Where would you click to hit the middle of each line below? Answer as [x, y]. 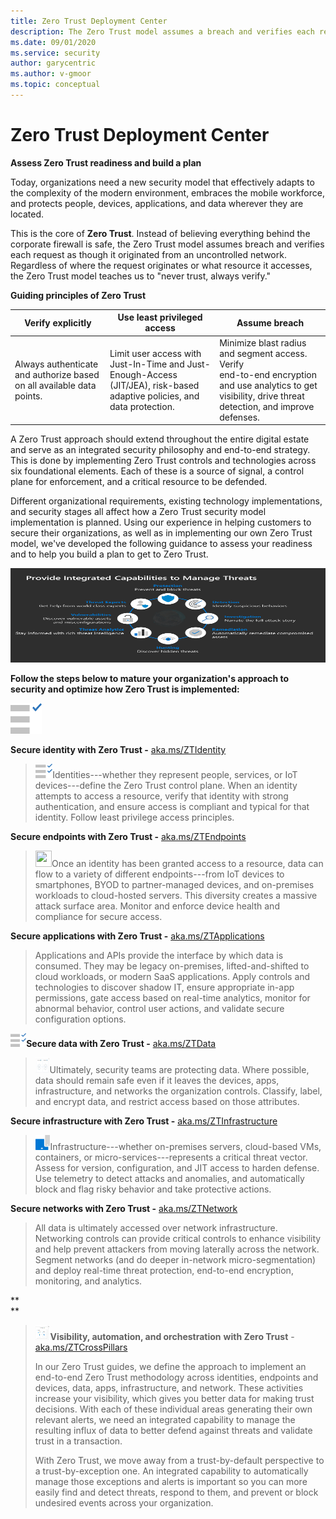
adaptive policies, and [154, 396]
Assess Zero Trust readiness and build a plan [106, 162]
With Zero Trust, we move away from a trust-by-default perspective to [179, 1460]
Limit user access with [155, 353]
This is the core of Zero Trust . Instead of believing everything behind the [160, 233]
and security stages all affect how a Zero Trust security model [138, 512]
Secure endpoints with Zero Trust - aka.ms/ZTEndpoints [128, 837]
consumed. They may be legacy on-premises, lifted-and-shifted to [172, 966]
